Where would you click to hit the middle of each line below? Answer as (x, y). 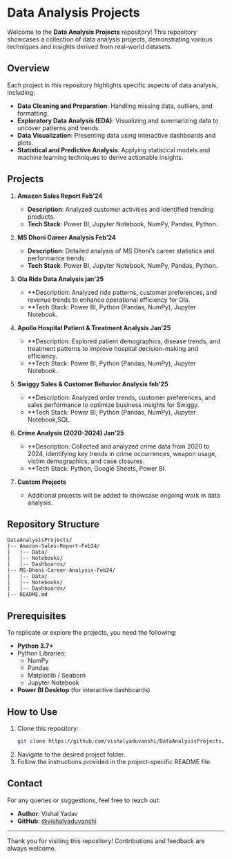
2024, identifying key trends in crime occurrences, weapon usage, (122, 453)
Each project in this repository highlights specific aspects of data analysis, (113, 85)
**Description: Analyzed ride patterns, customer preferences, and (122, 292)
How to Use (32, 712)
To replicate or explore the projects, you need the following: (92, 633)
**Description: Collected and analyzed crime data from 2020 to (118, 446)
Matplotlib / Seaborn (57, 676)
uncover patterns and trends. (58, 128)
